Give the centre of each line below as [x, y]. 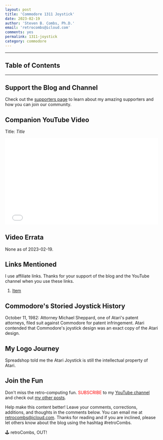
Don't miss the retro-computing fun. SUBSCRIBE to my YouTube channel [77, 392]
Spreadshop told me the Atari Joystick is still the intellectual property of [77, 360]
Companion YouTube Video [47, 120]
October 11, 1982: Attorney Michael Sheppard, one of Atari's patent [72, 318]
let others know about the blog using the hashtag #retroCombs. [68, 422]
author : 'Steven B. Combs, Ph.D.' [40, 23]
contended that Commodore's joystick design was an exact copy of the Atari [81, 328]
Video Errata [24, 237]
